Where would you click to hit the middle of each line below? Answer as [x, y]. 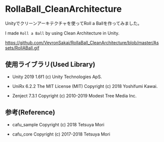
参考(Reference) [30, 112]
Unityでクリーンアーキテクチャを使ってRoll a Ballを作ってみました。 [74, 23]
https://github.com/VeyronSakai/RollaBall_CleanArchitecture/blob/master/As [82, 42]
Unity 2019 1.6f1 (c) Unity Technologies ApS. [57, 77]
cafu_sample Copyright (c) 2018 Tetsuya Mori [58, 124]
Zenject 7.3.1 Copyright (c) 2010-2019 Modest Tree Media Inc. [74, 96]
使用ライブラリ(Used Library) [50, 65]
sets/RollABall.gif [22, 48]
